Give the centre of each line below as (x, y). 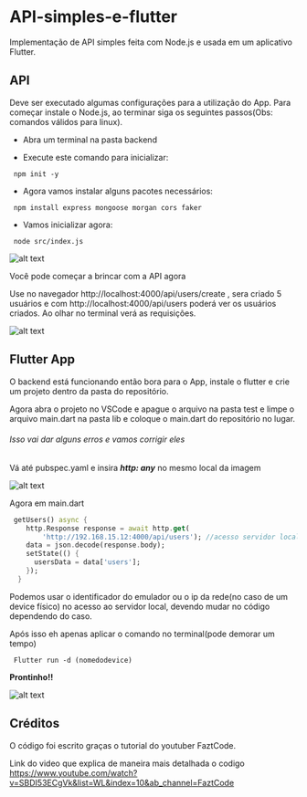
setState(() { (53, 554)
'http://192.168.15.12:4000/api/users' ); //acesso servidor (159, 537)
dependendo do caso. (51, 616)
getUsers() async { (51, 519)
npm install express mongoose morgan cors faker (108, 207)
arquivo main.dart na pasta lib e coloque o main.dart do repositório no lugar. (152, 418)
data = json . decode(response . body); (96, 545)
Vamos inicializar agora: (68, 225)
